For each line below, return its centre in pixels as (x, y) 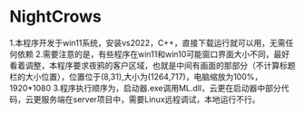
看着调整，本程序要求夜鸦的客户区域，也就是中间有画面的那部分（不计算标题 (152, 65)
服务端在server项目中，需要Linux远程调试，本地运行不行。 (150, 99)
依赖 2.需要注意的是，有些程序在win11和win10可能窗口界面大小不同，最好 (153, 54)
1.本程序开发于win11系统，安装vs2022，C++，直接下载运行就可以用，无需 (148, 42)
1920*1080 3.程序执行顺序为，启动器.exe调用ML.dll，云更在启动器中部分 (145, 88)
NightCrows (56, 17)
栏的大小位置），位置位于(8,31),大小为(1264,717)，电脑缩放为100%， (136, 76)
